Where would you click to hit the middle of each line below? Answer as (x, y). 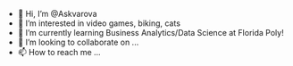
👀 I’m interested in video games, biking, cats (99, 23)
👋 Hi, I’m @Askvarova (57, 14)
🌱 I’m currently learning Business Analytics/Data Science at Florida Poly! (151, 33)
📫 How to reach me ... (59, 52)
